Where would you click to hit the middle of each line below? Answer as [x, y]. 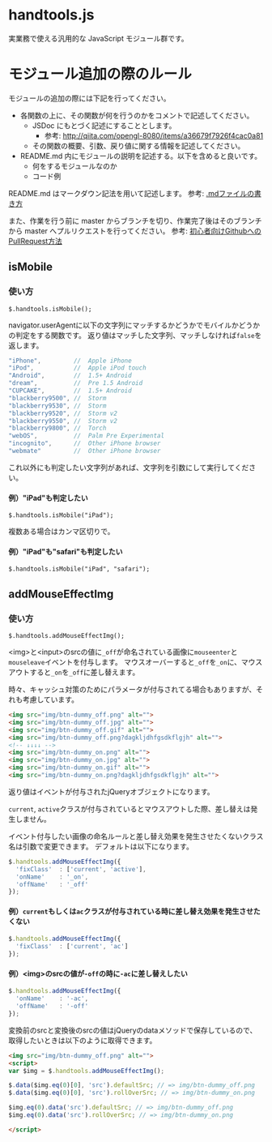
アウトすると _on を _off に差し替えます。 [74, 672]
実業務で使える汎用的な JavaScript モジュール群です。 [98, 38]
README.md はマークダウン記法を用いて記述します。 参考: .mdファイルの [132, 193]
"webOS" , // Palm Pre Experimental [86, 436]
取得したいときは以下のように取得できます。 [83, 1040]
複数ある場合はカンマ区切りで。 [62, 532]
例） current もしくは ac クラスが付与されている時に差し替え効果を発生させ [131, 911]
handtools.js [51, 15]
